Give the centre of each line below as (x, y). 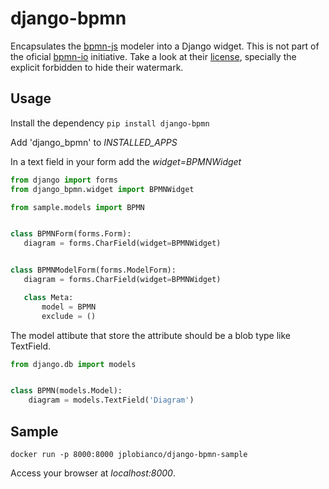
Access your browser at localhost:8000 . (93, 473)
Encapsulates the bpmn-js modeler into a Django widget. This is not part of (165, 46)
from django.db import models (73, 364)
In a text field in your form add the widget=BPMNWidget (126, 161)
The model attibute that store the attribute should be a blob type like (150, 335)
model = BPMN (69, 307)
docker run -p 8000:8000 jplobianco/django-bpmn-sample (129, 454)
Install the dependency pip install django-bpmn (110, 123)
